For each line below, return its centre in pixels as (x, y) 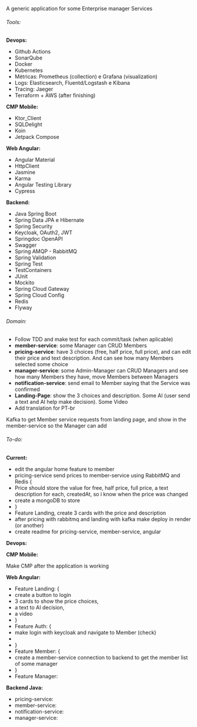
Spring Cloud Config (39, 295)
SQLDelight (28, 125)
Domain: (16, 321)
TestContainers (33, 270)
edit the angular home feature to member (64, 469)
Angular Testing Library (43, 185)
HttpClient (27, 166)
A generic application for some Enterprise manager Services (79, 9)
